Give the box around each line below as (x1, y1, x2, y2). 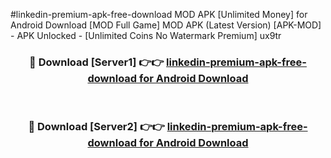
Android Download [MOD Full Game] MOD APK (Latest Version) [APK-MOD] (10, 19, 322, 31)
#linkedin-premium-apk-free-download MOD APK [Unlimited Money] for (10, 9, 308, 20)
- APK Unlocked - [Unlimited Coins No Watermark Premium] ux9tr (10, 30, 282, 41)
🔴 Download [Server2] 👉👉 (28, 120, 165, 134)
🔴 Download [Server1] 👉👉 (29, 55, 165, 69)
